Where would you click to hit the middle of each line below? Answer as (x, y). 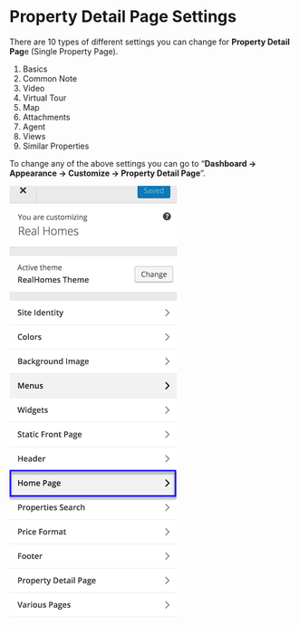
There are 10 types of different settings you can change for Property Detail (149, 42)
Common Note (50, 78)
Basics (35, 69)
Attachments (46, 117)
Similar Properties (56, 146)
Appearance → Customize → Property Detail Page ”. (107, 173)
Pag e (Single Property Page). (64, 51)
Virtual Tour (44, 98)
